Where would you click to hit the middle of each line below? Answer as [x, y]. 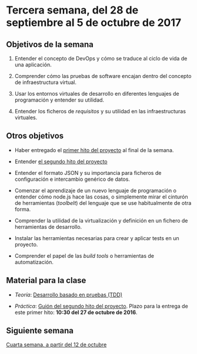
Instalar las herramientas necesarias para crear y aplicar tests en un [97, 238]
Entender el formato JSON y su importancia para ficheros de [88, 173]
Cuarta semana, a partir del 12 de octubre [56, 345]
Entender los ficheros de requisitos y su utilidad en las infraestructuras [100, 111]
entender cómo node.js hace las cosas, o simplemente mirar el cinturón [101, 197]
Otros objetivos [35, 136]
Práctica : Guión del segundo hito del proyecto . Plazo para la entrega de [101, 306]
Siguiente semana [40, 331]
